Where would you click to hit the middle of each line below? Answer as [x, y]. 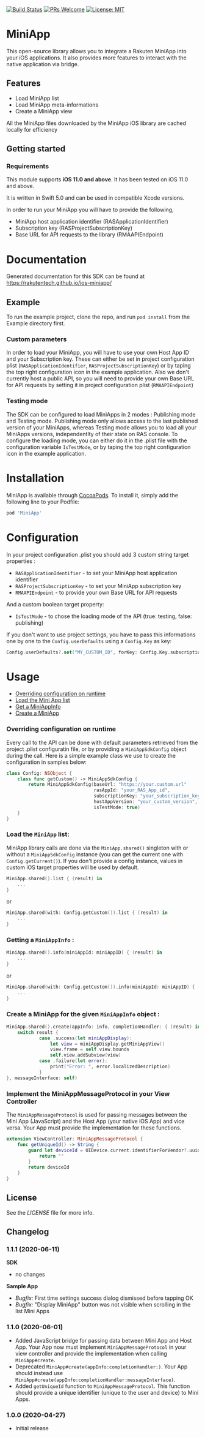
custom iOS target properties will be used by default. [73, 867]
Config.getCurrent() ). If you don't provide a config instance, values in [95, 861]
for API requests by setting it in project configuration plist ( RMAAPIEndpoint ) [100, 385]
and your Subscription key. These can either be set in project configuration [101, 359]
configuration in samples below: [47, 762]
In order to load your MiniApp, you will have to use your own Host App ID [98, 353]
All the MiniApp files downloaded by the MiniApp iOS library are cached [96, 123]
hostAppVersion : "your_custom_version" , [146, 802]
